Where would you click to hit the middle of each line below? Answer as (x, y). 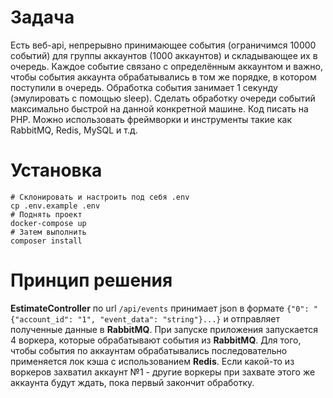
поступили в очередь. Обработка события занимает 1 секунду (144, 87)
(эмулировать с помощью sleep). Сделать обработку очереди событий (163, 98)
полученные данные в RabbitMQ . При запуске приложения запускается (164, 329)
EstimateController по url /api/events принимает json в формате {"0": (160, 308)
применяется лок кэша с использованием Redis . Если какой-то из (152, 361)
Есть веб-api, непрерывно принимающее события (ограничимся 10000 (163, 45)
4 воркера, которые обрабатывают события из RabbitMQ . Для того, (156, 340)
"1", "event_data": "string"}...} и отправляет (178, 318)
